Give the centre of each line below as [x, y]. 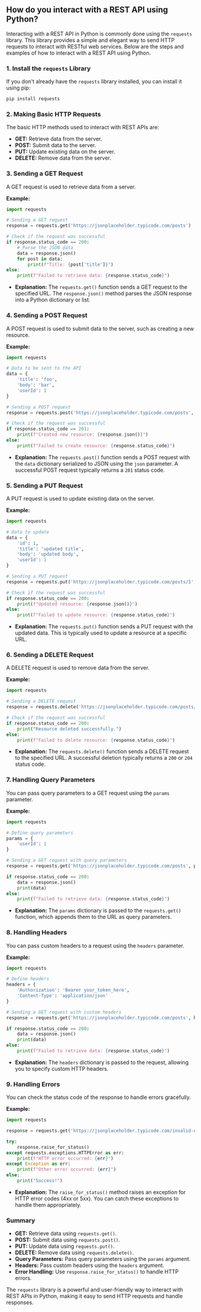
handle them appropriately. [48, 1205]
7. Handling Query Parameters [51, 780]
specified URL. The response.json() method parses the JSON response [103, 293]
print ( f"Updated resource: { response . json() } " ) [77, 604]
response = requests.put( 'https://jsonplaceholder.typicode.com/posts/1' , [101, 582]
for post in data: [40, 259]
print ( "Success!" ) [40, 1181]
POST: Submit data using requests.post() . [68, 1240]
